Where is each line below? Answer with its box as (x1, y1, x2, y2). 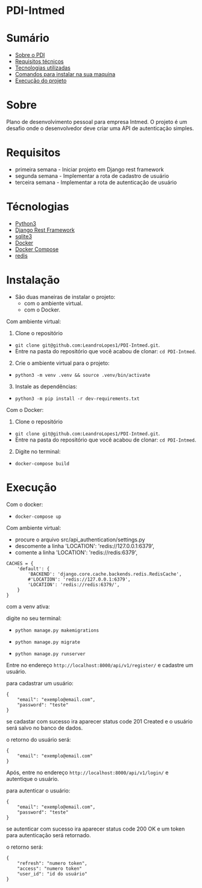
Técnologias (6, 200, 69, 214)
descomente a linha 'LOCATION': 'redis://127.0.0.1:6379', (14, 542, 155, 549)
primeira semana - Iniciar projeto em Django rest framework (14, 166, 164, 173)
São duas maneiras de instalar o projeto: (14, 293, 116, 300)
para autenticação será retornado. (6, 831, 92, 838)
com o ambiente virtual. (24, 299, 83, 307)
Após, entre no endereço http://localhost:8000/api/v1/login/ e (6, 769, 169, 776)
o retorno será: (6, 843, 43, 850)
